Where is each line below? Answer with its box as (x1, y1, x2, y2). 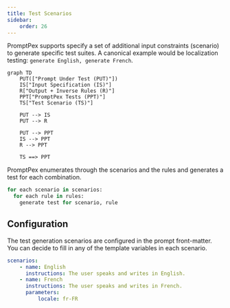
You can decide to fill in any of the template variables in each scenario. (7, 243, 207, 252)
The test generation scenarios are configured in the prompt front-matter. (7, 236, 213, 245)
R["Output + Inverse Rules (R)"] (19, 87, 115, 95)
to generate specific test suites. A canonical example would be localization (7, 49, 218, 57)
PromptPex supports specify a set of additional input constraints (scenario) (7, 42, 220, 50)
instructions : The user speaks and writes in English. (25, 269, 186, 277)
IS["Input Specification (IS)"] (19, 82, 112, 89)
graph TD (7, 69, 32, 76)
